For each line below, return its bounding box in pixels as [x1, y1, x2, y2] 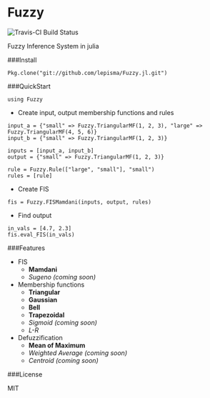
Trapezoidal [28, 310, 65, 319]
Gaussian [28, 295, 58, 304]
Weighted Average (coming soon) [28, 348, 127, 357]
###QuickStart [7, 81, 51, 90]
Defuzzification [17, 333, 63, 342]
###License [7, 369, 43, 379]
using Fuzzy [7, 96, 43, 103]
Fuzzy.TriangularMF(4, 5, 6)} [7, 128, 98, 136]
